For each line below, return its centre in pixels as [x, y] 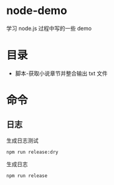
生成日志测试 [22, 140]
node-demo [37, 11]
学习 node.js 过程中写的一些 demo [49, 28]
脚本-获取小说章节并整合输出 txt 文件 [61, 73]
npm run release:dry [33, 152]
